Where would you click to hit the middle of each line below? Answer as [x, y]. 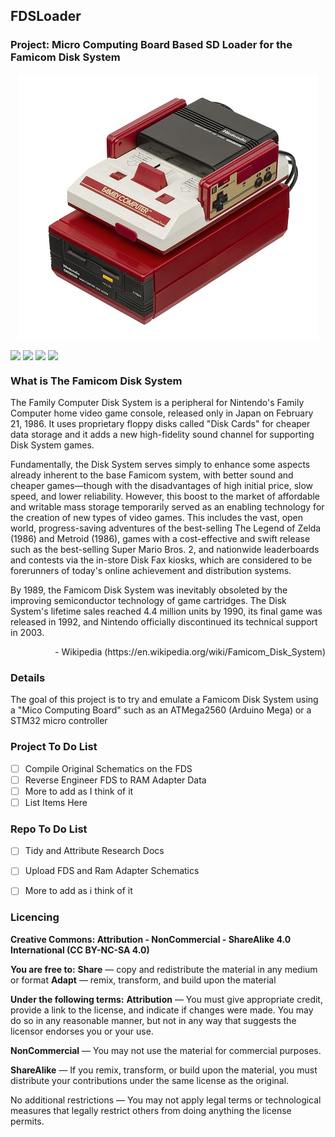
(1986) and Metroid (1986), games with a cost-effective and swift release [160, 539]
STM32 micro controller [59, 721]
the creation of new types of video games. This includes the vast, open [157, 518]
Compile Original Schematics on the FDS [108, 768]
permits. [27, 1121]
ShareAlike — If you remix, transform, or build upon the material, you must [164, 1070]
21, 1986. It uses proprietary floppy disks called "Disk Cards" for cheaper [160, 424]
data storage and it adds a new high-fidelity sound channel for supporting [162, 435]
